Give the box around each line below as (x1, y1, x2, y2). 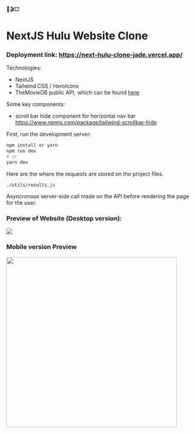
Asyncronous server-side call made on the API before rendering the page (6, 192, 190, 199)
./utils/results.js (6, 182, 56, 188)
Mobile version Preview (6, 242, 77, 251)
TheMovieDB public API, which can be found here (15, 89, 140, 96)
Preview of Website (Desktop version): (6, 214, 122, 222)
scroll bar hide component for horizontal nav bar (15, 112, 136, 120)
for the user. (6, 199, 37, 206)
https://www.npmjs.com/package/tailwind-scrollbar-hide (15, 119, 157, 126)
